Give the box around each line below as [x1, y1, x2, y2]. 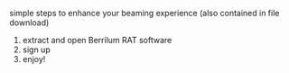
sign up [22, 44, 51, 55]
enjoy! [22, 54, 46, 64]
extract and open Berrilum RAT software [22, 35, 172, 45]
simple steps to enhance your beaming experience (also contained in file [9, 8, 280, 18]
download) [9, 17, 50, 28]
